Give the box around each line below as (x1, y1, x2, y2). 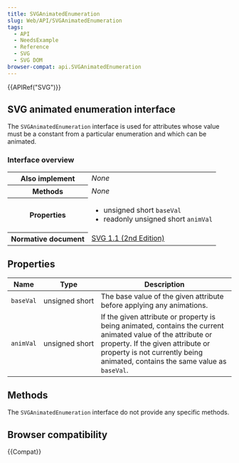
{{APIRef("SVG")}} (7, 83, 62, 91)
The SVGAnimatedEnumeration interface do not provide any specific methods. (7, 408, 230, 417)
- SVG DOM (14, 57, 43, 64)
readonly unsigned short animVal (103, 214, 213, 224)
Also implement (20, 174, 75, 183)
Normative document (11, 234, 85, 244)
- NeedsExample (14, 37, 59, 44)
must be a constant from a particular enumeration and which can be (7, 129, 207, 139)
